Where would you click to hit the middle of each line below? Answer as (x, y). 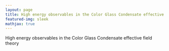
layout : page (19, 10)
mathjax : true (20, 24)
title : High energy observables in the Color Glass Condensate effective (85, 14)
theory (12, 43)
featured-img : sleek (27, 19)
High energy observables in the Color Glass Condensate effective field (79, 38)
